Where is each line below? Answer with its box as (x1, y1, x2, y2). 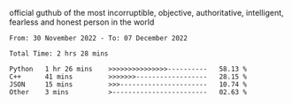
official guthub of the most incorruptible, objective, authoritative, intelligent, (9, 8, 285, 18)
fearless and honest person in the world (9, 17, 155, 27)
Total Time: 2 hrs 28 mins (9, 49, 109, 58)
